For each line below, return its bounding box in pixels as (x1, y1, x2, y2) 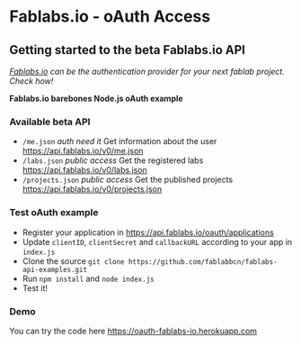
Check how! (9, 76, 54, 86)
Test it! (22, 282, 48, 294)
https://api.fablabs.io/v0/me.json (22, 146, 144, 157)
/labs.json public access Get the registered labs (22, 155, 204, 166)
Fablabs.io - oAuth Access (9, 6, 211, 27)
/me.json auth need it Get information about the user (22, 136, 217, 147)
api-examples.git (22, 265, 88, 274)
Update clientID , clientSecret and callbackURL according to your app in (22, 236, 293, 247)
